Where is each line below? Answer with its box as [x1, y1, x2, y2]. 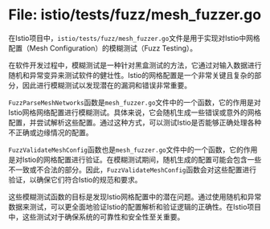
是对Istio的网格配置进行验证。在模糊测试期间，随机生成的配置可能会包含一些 [8, 154, 262, 164]
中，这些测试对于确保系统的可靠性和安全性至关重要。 [8, 211, 185, 222]
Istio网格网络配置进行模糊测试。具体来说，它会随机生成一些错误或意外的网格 [8, 107, 262, 117]
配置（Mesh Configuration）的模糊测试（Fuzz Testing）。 [8, 43, 198, 53]
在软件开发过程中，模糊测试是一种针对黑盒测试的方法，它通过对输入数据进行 [8, 60, 262, 70]
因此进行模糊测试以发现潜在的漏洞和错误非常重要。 [22, 80, 191, 90]
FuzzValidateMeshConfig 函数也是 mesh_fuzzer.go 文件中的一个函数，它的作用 [8, 145, 258, 154]
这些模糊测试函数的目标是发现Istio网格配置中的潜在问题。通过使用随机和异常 [8, 191, 262, 202]
